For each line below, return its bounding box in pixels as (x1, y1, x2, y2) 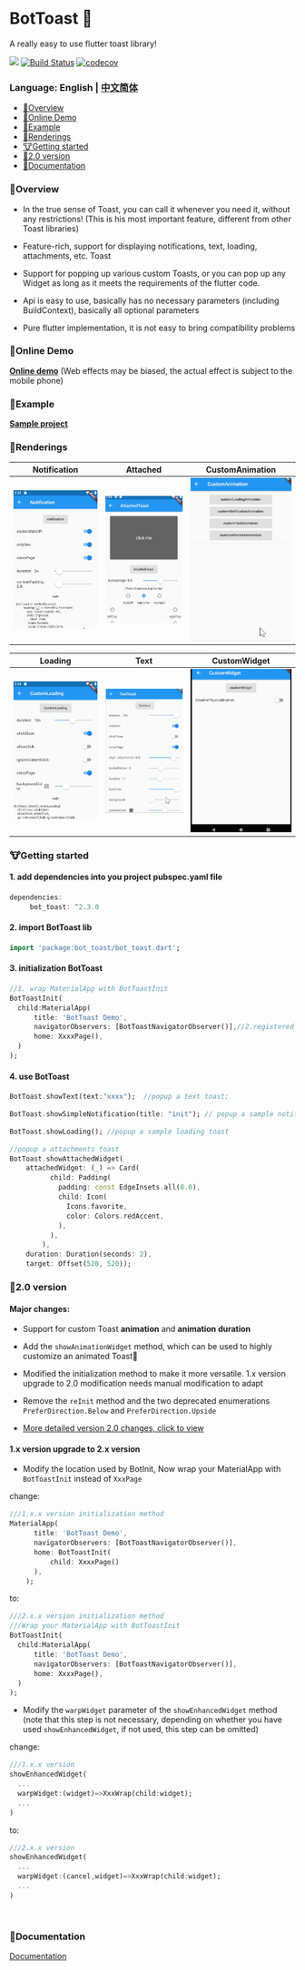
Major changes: (9, 1303, 71, 1314)
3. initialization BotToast (9, 963, 103, 974)
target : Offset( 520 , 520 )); (25, 1259, 132, 1269)
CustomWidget (212, 655, 271, 666)
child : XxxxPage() (49, 1557, 120, 1566)
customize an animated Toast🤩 (22, 1351, 138, 1362)
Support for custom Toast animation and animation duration (22, 1324, 251, 1335)
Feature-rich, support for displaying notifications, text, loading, (22, 240, 258, 251)
